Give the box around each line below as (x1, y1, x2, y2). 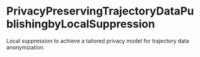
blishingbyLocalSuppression (6, 17, 155, 31)
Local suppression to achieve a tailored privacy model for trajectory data (6, 37, 190, 44)
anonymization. (6, 44, 45, 51)
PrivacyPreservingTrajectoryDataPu (6, 4, 194, 18)
